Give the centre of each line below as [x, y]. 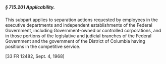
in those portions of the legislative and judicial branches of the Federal [78, 36]
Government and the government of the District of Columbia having [75, 41]
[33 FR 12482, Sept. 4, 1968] [35, 56]
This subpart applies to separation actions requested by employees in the [81, 20]
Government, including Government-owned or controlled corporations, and [83, 30]
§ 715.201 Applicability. [30, 7]
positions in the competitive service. [43, 46]
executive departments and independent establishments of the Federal [79, 25]
